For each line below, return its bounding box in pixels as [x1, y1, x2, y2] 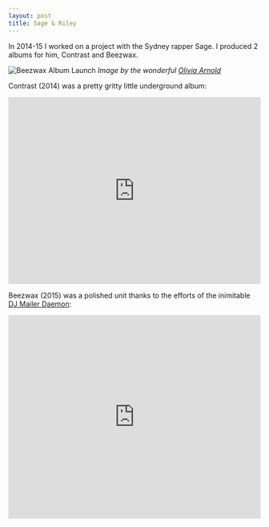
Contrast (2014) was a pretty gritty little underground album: [8, 81, 207, 91]
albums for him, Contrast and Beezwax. [8, 50, 139, 59]
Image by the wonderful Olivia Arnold [97, 65, 222, 75]
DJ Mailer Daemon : [8, 298, 72, 309]
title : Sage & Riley [8, 19, 78, 27]
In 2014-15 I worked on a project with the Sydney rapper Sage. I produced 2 [8, 41, 259, 51]
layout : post [8, 11, 52, 20]
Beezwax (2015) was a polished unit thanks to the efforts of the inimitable [8, 290, 251, 300]
